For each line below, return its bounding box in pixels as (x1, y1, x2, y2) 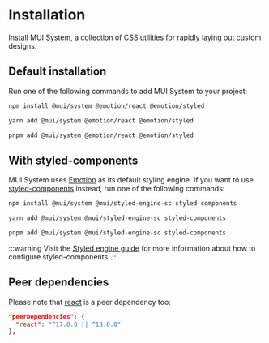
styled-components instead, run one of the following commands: (8, 184, 225, 194)
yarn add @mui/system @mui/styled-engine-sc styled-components (8, 214, 227, 222)
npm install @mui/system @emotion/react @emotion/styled (8, 101, 205, 110)
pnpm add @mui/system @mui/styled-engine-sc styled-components (8, 229, 227, 237)
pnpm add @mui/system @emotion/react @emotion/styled (8, 131, 194, 139)
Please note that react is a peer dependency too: (8, 297, 172, 307)
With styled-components (8, 153, 139, 167)
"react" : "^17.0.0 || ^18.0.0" (15, 320, 122, 328)
